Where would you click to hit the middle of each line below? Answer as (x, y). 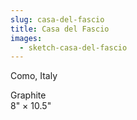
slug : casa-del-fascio (57, 19)
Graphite (28, 95)
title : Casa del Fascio (60, 29)
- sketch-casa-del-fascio (73, 47)
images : (26, 38)
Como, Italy (34, 76)
